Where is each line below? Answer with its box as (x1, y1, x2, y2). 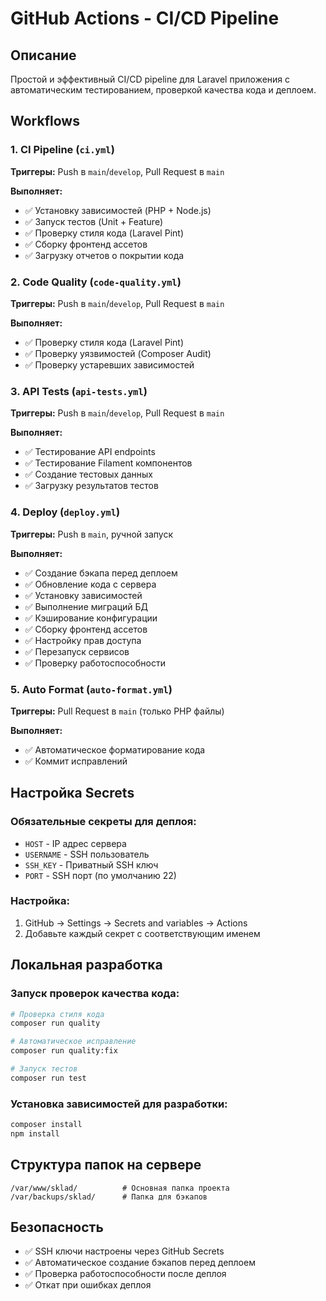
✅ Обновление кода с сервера (24, 578, 157, 590)
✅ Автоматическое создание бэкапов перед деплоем (24, 1257, 256, 1269)
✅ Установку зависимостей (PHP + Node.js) (24, 204, 212, 216)
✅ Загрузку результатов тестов (24, 480, 159, 492)
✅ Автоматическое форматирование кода (24, 743, 206, 756)
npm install (10, 1128, 60, 1139)
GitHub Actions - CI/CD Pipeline (10, 7, 280, 30)
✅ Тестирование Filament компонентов (24, 457, 193, 469)
